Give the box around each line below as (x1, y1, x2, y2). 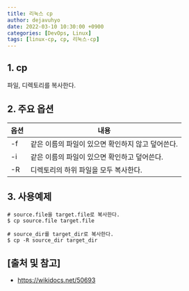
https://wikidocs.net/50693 (17, 276, 96, 285)
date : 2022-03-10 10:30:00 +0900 (7, 23, 104, 30)
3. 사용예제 (7, 191, 52, 203)
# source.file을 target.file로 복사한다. (7, 211, 120, 218)
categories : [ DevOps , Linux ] (7, 29, 92, 37)
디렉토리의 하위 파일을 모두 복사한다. (30, 165, 142, 174)
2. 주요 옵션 (7, 103, 54, 115)
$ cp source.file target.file (7, 217, 95, 224)
